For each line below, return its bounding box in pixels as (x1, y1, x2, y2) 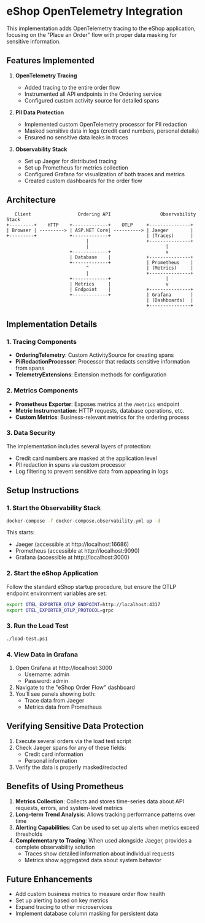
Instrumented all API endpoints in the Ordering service (24, 90, 162, 98)
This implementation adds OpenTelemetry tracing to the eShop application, (6, 25, 196, 32)
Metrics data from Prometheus (24, 703, 102, 711)
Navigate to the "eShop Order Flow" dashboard (15, 683, 135, 691)
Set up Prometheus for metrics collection (24, 164, 128, 171)
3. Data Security (6, 429, 56, 437)
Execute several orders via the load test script (15, 737, 131, 744)
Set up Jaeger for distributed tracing (24, 157, 117, 165)
